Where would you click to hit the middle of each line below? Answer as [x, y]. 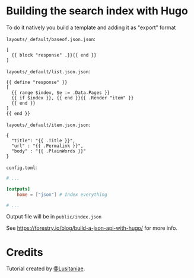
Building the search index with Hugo [97, 11]
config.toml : [22, 167]
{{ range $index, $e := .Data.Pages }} [61, 93]
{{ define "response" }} [37, 82]
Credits [25, 252]
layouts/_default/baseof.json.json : [51, 39]
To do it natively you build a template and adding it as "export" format [91, 27]
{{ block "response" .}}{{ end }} [54, 55]
